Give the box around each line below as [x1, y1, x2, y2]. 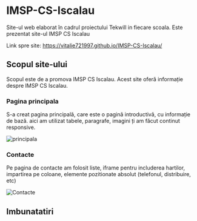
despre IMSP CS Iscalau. [6, 82, 68, 89]
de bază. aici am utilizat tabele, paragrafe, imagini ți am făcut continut [6, 117, 181, 125]
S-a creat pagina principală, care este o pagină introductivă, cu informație [6, 111, 191, 118]
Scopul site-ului [6, 59, 68, 70]
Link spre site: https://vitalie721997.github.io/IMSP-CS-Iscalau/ [6, 42, 162, 49]
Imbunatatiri [6, 206, 54, 217]
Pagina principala [6, 97, 59, 105]
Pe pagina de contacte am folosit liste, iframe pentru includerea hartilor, [6, 164, 185, 171]
